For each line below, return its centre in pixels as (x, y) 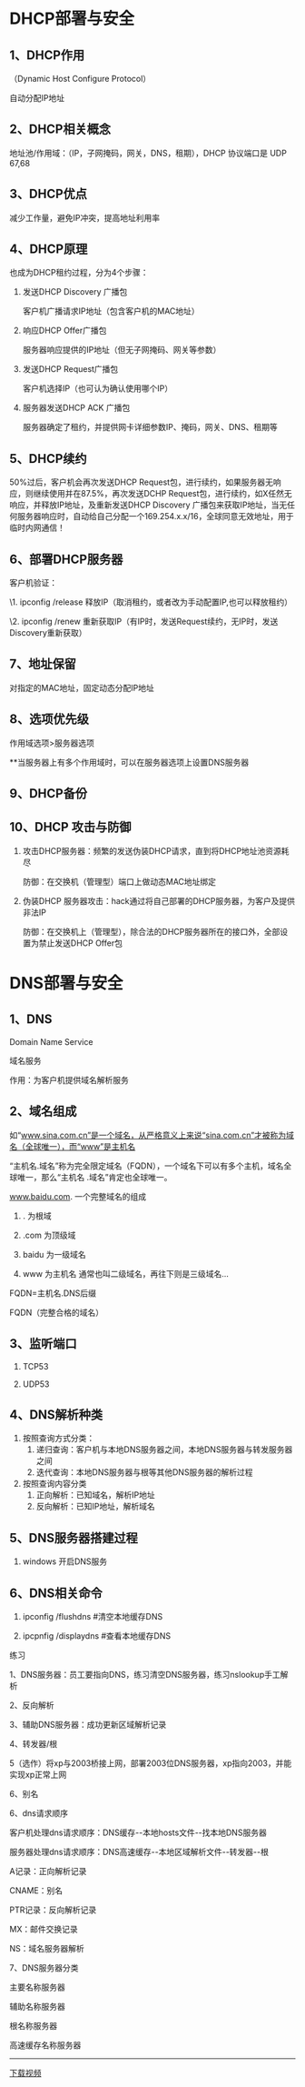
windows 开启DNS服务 (65, 1561)
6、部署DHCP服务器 (66, 559)
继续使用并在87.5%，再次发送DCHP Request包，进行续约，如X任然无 (162, 494)
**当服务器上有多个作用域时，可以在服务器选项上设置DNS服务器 (129, 762)
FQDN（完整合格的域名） (57, 1312)
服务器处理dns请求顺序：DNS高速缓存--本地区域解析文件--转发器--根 (139, 1851)
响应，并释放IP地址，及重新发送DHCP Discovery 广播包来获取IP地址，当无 (148, 505)
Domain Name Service (51, 1041)
